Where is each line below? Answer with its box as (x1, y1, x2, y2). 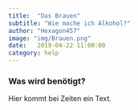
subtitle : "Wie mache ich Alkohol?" (8, 19, 131, 27)
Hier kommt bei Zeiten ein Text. (8, 94, 112, 104)
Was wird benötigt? (8, 75, 86, 87)
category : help (8, 49, 59, 57)
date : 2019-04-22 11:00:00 (8, 42, 106, 50)
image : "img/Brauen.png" (8, 34, 91, 43)
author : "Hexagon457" (8, 26, 81, 35)
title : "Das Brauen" (8, 11, 81, 20)
